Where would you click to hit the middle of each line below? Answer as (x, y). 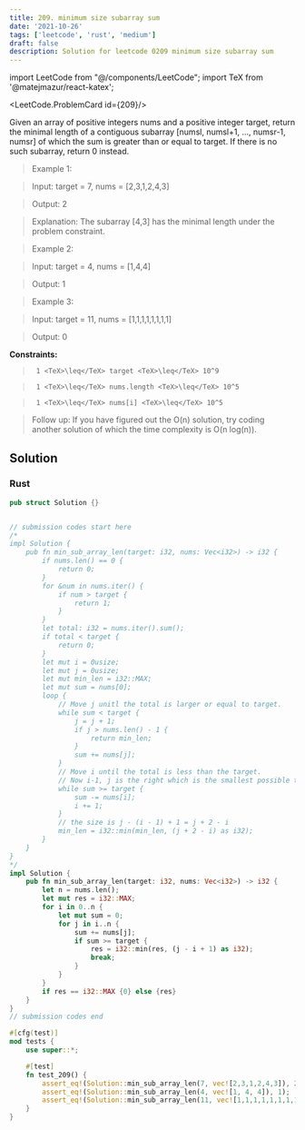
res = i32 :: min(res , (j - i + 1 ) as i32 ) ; (172, 949)
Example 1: (52, 169)
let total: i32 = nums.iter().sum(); (113, 629)
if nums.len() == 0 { (83, 561)
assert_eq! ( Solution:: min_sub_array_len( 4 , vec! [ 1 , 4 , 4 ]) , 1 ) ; (166, 1092)
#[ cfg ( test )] (34, 1033)
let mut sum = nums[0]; (87, 688)
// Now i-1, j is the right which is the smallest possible (174, 780)
